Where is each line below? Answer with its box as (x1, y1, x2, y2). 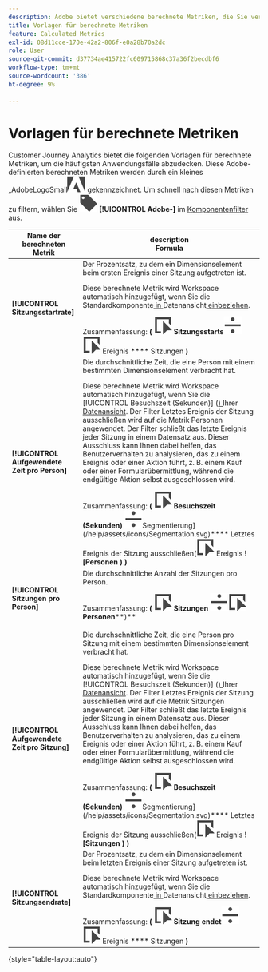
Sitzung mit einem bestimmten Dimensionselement (82, 638, 249, 647)
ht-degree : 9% (8, 80, 56, 88)
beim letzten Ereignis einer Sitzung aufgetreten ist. (82, 858, 248, 867)
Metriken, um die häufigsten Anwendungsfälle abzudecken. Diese (8, 159, 225, 169)
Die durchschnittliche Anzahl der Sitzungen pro (82, 568, 238, 578)
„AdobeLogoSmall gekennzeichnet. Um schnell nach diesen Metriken (8, 185, 254, 195)
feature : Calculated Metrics (8, 30, 105, 38)
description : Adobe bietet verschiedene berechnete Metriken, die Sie (8, 13, 248, 21)
